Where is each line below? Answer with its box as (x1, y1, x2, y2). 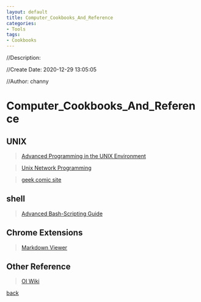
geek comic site (21, 176, 62, 183)
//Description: (6, 54, 41, 61)
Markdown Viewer (21, 243, 68, 251)
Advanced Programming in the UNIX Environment (21, 153, 146, 159)
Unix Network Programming (21, 164, 92, 171)
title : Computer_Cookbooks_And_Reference (6, 15, 114, 21)
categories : (6, 20, 37, 26)
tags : (6, 32, 20, 38)
